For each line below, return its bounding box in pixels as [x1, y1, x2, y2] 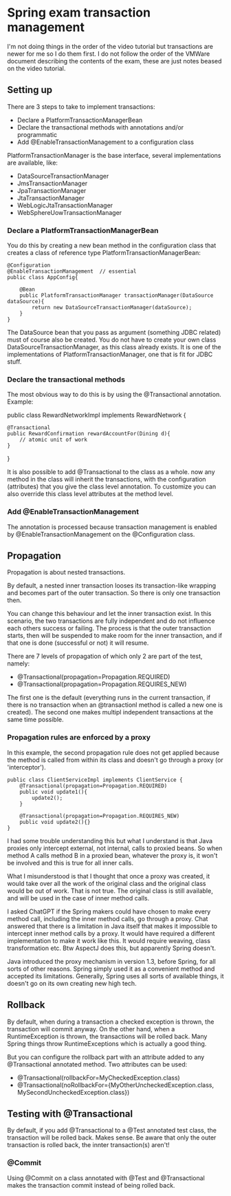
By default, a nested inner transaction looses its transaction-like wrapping [7, 581, 217, 590]
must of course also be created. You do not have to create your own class [7, 336, 217, 344]
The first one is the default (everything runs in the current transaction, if [7, 694, 211, 702]
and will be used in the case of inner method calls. [7, 894, 150, 902]
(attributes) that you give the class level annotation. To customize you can [7, 482, 217, 491]
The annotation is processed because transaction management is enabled [7, 522, 217, 531]
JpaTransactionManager [16, 186, 87, 194]
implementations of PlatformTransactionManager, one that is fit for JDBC [7, 350, 213, 359]
